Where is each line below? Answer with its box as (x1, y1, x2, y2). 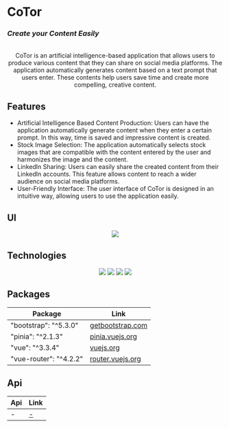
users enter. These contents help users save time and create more (21, 74, 209, 82)
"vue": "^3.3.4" (10, 343, 60, 352)
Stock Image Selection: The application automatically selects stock (16, 141, 206, 149)
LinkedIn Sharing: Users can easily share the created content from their (16, 163, 219, 171)
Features (7, 100, 46, 112)
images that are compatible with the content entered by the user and (16, 148, 211, 157)
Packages (7, 289, 50, 300)
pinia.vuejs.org (90, 331, 137, 341)
